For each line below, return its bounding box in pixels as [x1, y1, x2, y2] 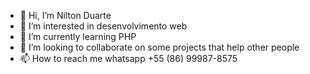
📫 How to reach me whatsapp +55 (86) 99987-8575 [19, 53, 238, 64]
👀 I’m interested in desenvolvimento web [19, 20, 188, 32]
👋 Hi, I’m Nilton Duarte [19, 10, 112, 21]
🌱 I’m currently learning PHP [19, 31, 137, 42]
